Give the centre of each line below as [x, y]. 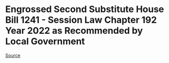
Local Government [45, 42]
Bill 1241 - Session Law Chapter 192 [81, 20]
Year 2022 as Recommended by [74, 31]
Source [13, 55]
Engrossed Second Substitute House [85, 9]
